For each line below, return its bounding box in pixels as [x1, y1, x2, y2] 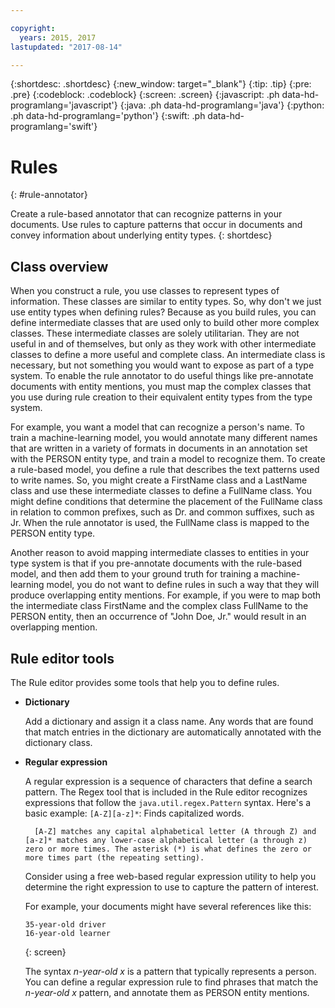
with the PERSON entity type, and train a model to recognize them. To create [10, 453, 326, 465]
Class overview [10, 258, 109, 275]
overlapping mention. [10, 621, 98, 633]
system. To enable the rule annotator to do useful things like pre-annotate [10, 370, 314, 382]
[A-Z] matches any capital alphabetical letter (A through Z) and [34, 826, 317, 836]
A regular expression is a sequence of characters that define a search [24, 775, 313, 787]
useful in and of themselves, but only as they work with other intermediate [10, 338, 317, 350]
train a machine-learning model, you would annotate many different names [10, 432, 318, 444]
